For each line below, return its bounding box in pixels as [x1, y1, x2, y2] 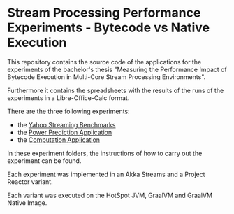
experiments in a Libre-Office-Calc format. [7, 93, 130, 102]
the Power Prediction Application [17, 128, 112, 136]
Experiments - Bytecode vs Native [7, 20, 210, 36]
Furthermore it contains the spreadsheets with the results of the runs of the [7, 86, 224, 94]
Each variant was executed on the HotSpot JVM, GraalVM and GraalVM [7, 191, 213, 199]
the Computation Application [17, 135, 100, 144]
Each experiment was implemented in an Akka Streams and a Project [7, 170, 205, 178]
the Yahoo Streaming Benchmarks [17, 120, 116, 129]
